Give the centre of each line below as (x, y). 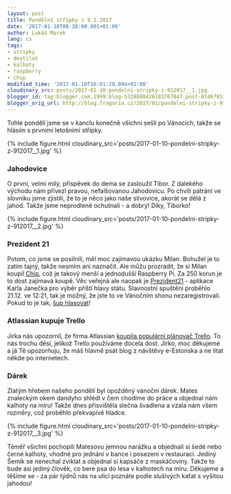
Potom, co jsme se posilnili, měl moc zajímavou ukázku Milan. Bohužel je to (113, 259)
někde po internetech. (38, 358)
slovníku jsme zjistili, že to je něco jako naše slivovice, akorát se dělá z (107, 198)
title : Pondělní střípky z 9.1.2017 (59, 20)
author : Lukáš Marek (37, 33)
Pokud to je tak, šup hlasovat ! (49, 303)
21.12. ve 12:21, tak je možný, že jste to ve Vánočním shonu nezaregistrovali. (114, 296)
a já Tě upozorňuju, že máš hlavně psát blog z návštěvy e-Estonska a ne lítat (115, 350)
